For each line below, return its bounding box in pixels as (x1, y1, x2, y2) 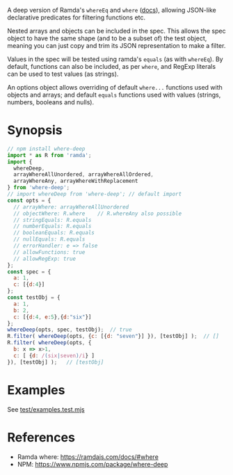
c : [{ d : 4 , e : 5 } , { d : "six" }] (13, 313, 92, 321)
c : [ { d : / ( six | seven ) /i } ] (13, 352, 95, 359)
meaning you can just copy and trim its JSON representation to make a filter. (7, 42, 226, 49)
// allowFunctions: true (13, 248, 86, 256)
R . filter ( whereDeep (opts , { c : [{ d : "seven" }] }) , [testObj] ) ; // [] (7, 333, 219, 340)
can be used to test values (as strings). (7, 70, 119, 78)
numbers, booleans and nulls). (7, 98, 95, 106)
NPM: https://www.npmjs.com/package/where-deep (17, 460, 168, 468)
